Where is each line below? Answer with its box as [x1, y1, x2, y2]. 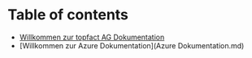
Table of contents [7, 6, 129, 24]
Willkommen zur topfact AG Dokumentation [19, 32, 165, 42]
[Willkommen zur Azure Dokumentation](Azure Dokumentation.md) [19, 40, 245, 50]
